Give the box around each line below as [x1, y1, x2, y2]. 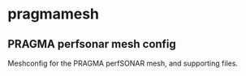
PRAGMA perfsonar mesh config [7, 37, 176, 51]
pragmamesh [7, 5, 99, 23]
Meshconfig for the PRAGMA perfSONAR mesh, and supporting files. [7, 58, 239, 68]
